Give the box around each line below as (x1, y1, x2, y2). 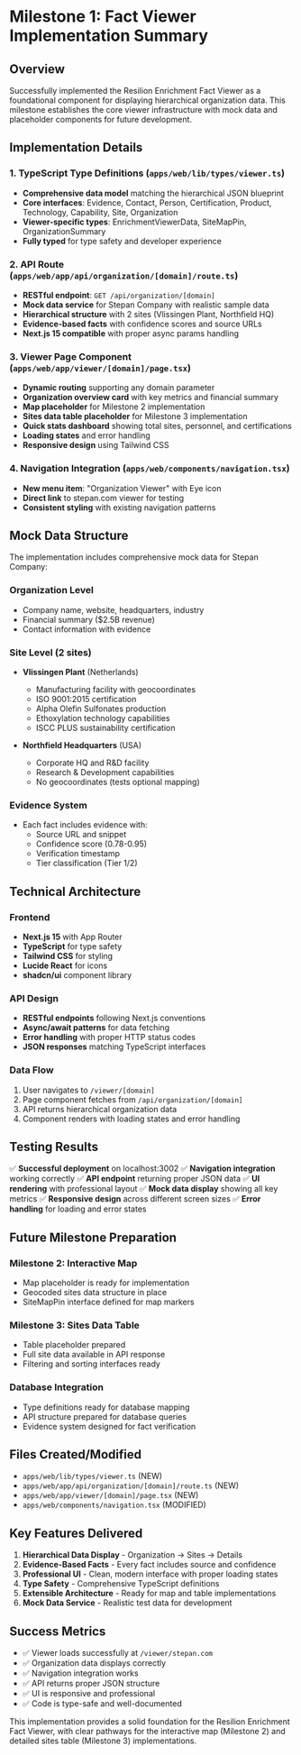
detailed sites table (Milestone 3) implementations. (9, 1735, 197, 1746)
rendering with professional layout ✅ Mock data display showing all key (9, 1184, 278, 1194)
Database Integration (9, 1381, 104, 1394)
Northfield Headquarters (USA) (22, 739, 142, 750)
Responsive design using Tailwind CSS (22, 440, 169, 451)
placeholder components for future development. (9, 114, 192, 124)
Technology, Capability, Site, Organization (22, 206, 178, 217)
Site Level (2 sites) (9, 646, 92, 659)
